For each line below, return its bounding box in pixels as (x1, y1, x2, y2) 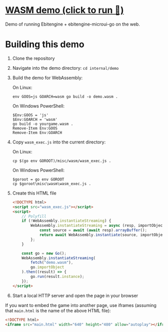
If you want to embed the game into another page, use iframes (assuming (5, 302, 156, 308)
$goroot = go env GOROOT (12, 177, 64, 182)
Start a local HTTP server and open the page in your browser (12, 292, 138, 298)
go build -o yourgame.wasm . (12, 121, 73, 126)
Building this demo (5, 39, 84, 50)
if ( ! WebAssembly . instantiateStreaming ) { (21, 218, 111, 224)
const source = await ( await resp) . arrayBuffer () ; (39, 228, 147, 233)
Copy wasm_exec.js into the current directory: (12, 139, 106, 145)
